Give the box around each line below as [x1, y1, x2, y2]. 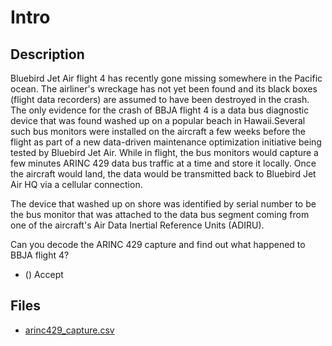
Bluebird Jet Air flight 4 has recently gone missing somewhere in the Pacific [10, 72, 323, 84]
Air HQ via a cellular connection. [10, 179, 143, 190]
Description [10, 46, 85, 63]
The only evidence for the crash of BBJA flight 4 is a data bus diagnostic [10, 104, 310, 116]
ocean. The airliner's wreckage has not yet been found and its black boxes [10, 83, 318, 95]
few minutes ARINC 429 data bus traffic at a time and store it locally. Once [10, 157, 317, 169]
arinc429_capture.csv [24, 324, 115, 336]
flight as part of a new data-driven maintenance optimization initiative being [10, 136, 322, 148]
